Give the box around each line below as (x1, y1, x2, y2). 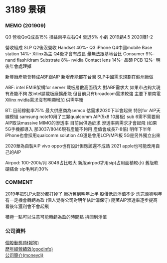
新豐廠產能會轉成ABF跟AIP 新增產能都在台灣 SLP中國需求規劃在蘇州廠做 (5, 74, 154, 80)
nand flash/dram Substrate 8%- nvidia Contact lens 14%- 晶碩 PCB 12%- (5, 57, 155, 63)
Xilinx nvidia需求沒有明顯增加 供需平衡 (5, 97, 84, 103)
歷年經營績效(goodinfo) (5, 246, 53, 252)
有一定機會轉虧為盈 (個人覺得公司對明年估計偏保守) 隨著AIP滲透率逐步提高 (5, 197, 158, 203)
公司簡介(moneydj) (5, 252, 44, 259)
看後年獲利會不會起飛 (5, 203, 49, 209)
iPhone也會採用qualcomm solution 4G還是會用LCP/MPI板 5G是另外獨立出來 (5, 132, 161, 138)
